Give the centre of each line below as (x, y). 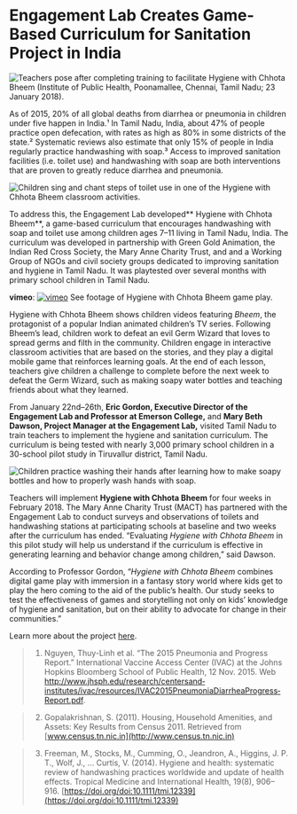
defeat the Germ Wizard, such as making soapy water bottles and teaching (146, 380)
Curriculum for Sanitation (155, 34)
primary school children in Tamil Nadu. (80, 279)
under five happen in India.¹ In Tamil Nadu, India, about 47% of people (137, 123)
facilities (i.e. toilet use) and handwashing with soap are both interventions (145, 160)
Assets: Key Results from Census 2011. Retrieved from (143, 726)
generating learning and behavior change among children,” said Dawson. (143, 554)
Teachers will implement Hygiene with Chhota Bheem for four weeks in (141, 497)
